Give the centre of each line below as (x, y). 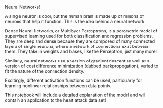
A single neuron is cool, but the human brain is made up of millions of (74, 16)
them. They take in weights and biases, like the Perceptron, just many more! (81, 51)
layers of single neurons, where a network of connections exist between (77, 46)
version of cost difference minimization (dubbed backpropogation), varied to (82, 66)
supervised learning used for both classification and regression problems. (79, 36)
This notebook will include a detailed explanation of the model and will (75, 95)
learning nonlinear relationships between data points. (58, 86)
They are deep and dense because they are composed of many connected (80, 41)
